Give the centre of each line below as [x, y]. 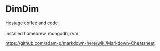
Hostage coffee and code [32, 23]
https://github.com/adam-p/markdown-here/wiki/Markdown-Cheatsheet [80, 43]
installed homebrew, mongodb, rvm [42, 33]
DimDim [22, 9]
